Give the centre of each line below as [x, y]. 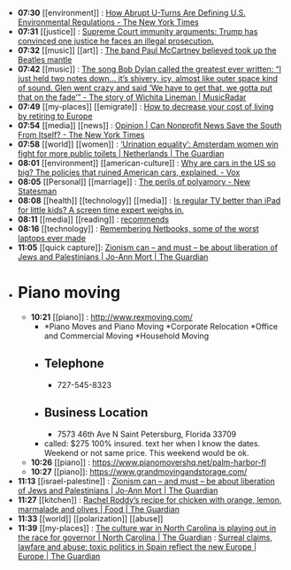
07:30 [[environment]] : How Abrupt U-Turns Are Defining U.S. [131, 13]
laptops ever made [52, 238]
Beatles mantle [45, 60]
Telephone [74, 364]
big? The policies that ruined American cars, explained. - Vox [129, 172]
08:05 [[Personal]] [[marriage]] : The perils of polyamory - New [134, 182]
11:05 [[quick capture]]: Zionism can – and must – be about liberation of [148, 247]
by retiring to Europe [55, 116]
